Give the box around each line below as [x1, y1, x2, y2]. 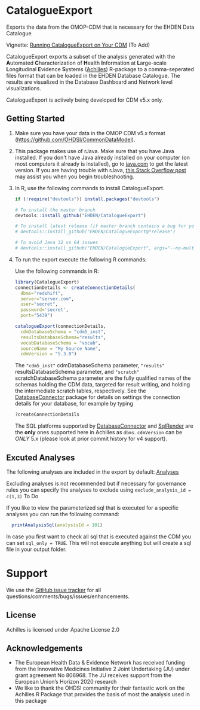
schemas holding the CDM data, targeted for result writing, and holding [14, 381, 190, 388]
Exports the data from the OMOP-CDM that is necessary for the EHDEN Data [6, 23, 195, 31]
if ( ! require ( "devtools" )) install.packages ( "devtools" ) [14, 196, 160, 202]
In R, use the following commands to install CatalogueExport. [14, 184, 165, 191]
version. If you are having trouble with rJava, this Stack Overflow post [14, 166, 186, 173]
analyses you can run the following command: [6, 510, 119, 517]
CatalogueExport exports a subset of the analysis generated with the [6, 53, 176, 60]
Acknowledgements [6, 643, 83, 653]
